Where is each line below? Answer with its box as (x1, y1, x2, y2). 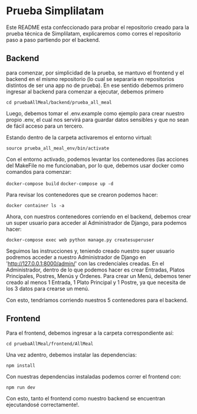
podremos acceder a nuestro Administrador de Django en (6, 253, 146, 261)
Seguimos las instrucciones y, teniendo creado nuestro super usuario (6, 247, 175, 254)
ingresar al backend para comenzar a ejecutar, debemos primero (6, 88, 164, 95)
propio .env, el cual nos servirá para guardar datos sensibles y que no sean (6, 116, 189, 123)
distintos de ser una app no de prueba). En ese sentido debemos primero (6, 82, 184, 89)
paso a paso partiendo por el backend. (6, 36, 100, 43)
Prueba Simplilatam (6, 4, 104, 18)
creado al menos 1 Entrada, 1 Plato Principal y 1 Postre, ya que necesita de (6, 279, 186, 286)
